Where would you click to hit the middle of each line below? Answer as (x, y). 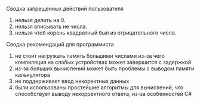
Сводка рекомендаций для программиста (60, 44)
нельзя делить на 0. (40, 20)
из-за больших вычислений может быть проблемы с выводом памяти (104, 68)
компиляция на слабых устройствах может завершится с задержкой (103, 62)
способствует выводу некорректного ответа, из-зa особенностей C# (103, 94)
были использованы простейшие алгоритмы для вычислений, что (99, 88)
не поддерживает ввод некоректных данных (72, 81)
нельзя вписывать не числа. (51, 26)
